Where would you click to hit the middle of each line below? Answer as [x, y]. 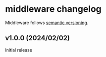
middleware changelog [53, 9]
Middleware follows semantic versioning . [47, 23]
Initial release [19, 50]
